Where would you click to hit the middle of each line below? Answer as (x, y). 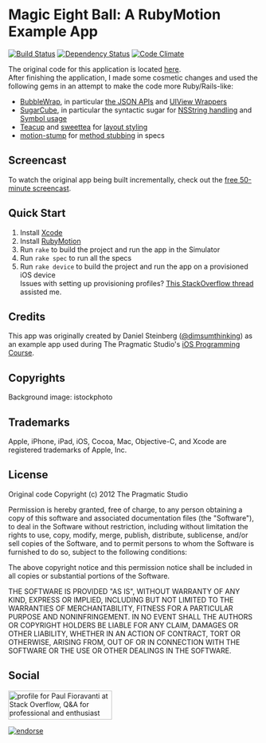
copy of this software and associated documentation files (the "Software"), (131, 518)
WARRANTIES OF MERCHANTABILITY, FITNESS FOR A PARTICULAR (121, 608)
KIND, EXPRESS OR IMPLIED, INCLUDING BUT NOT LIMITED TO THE (121, 600)
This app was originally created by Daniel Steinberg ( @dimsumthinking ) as (131, 336)
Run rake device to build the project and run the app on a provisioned (134, 266)
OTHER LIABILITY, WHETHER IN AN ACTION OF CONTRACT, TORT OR (124, 633)
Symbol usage (43, 118)
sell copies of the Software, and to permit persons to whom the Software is (131, 543)
